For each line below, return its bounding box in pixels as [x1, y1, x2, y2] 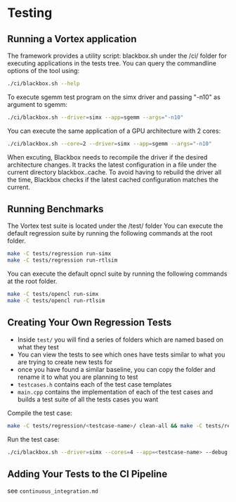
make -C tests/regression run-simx [7, 250, 112, 257]
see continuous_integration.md [7, 487, 98, 495]
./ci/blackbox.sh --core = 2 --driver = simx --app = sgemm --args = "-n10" [7, 140, 212, 147]
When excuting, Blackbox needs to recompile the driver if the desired [7, 153, 208, 161]
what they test [17, 342, 60, 351]
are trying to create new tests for [17, 357, 113, 366]
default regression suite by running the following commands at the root [7, 229, 213, 238]
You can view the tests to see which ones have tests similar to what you [17, 350, 225, 359]
